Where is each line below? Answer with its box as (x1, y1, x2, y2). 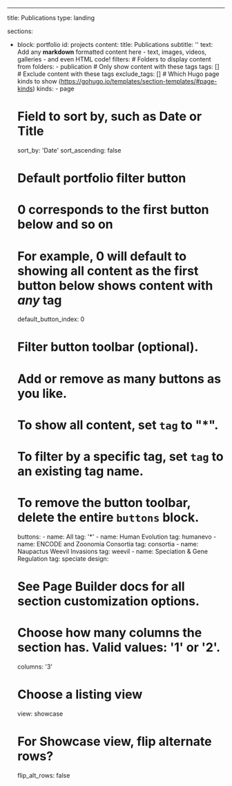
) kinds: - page (32, 84, 75, 93)
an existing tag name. (17, 463, 144, 479)
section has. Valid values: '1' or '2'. (17, 640, 221, 655)
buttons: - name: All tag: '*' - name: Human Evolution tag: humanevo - (17, 533, 217, 541)
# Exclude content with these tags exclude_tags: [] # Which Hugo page (17, 70, 220, 78)
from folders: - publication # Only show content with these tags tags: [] (17, 63, 220, 70)
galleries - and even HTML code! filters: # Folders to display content (17, 55, 212, 63)
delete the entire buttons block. (17, 510, 200, 526)
